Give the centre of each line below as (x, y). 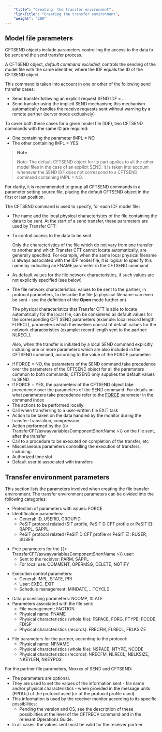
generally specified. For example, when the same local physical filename (84, 255)
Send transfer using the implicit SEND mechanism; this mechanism (78, 104)
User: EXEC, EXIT (37, 584)
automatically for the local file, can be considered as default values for (82, 314)
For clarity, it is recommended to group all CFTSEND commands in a (73, 187)
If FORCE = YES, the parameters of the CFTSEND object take (73, 385)
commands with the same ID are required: (47, 128)
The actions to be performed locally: (48, 405)
